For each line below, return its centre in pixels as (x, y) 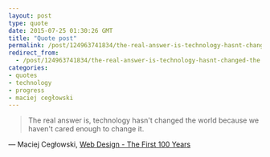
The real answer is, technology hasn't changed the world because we (143, 120)
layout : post (30, 16)
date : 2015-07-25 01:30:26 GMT (61, 30)
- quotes (23, 75)
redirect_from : (34, 53)
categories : (28, 68)
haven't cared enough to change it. (86, 129)
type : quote (28, 23)
